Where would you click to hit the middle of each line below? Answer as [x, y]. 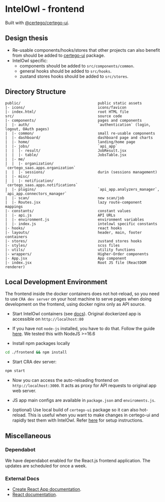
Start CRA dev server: [34, 362]
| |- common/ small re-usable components [80, 133]
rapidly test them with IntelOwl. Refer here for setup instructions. [78, 420]
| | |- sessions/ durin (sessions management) [81, 172]
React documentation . [35, 495]
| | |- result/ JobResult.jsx [66, 151]
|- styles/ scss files [63, 245]
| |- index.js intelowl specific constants [81, 224]
